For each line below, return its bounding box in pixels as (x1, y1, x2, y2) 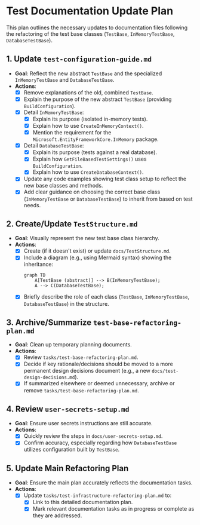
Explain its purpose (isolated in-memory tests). (32, 115, 148, 122)
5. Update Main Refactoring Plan (6, 463, 129, 473)
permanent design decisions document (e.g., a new (23, 367, 150, 374)
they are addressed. (32, 512, 82, 519)
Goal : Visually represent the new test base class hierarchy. (14, 235, 159, 242)
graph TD (23, 272, 46, 278)
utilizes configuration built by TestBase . (23, 446, 120, 453)
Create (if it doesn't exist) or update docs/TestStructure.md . (23, 247, 171, 254)
